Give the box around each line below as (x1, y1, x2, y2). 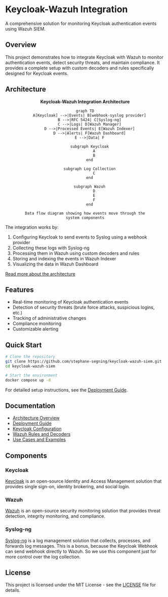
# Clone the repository (5, 354, 56, 360)
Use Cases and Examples (12, 436, 66, 443)
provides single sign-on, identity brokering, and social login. (5, 484, 131, 490)
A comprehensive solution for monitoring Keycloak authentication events (5, 20, 157, 26)
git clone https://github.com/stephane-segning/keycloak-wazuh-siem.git (5, 359, 162, 364)
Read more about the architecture (5, 271, 76, 277)
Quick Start (5, 341, 42, 349)
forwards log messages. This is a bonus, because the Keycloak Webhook (5, 543, 158, 549)
